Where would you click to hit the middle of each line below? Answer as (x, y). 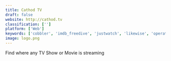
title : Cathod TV (24, 10)
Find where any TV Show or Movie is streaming (55, 53)
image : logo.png (22, 39)
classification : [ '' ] (28, 24)
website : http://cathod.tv (34, 19)
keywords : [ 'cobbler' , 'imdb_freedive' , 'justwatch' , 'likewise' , (77, 34)
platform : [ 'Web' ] (25, 29)
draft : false (19, 15)
